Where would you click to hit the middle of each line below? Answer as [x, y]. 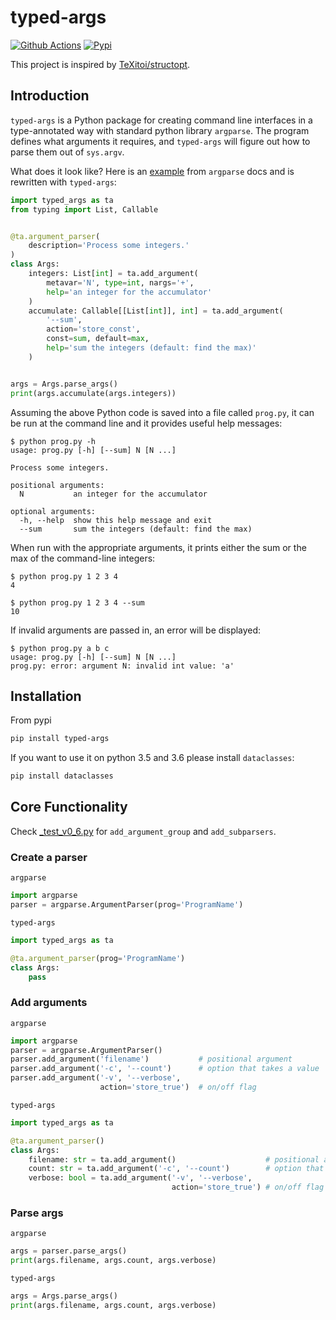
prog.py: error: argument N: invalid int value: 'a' [122, 666]
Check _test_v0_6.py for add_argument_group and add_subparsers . [143, 831]
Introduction [50, 96]
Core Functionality [69, 807]
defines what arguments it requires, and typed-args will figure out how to [160, 141]
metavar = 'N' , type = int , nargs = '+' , [120, 282]
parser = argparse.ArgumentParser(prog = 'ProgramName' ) [127, 905]
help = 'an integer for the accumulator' [129, 292]
